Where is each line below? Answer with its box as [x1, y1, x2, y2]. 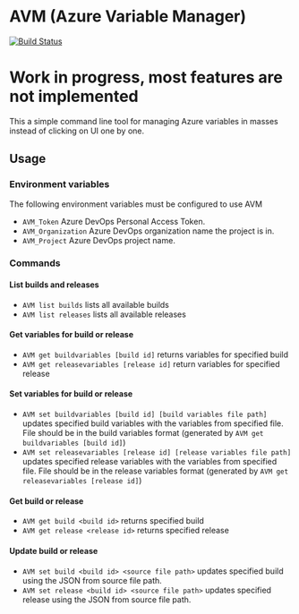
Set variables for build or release [9, 388, 133, 399]
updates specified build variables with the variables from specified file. [21, 418, 284, 429]
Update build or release [9, 545, 98, 556]
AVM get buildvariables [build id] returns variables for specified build [21, 349, 289, 360]
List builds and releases [9, 279, 100, 290]
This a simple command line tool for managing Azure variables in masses [9, 115, 279, 126]
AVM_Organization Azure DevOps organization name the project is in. [21, 226, 275, 236]
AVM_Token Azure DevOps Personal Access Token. [21, 216, 206, 226]
